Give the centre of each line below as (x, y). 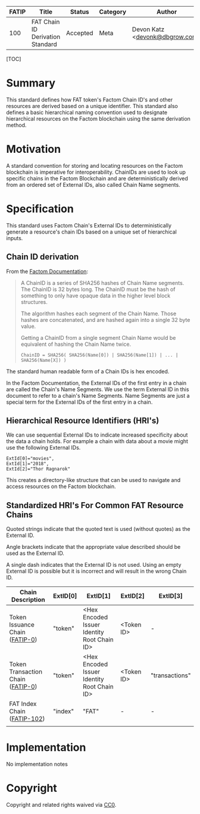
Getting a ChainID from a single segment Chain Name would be (98, 337)
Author (167, 12)
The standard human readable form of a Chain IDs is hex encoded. (88, 371)
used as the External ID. (35, 553)
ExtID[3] (171, 596)
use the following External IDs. (43, 448)
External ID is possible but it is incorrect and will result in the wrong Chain (96, 571)
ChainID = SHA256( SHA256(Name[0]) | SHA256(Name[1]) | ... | (99, 355)
